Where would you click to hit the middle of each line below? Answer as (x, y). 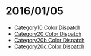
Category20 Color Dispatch (48, 33)
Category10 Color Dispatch (47, 27)
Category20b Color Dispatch (49, 40)
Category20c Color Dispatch (49, 46)
